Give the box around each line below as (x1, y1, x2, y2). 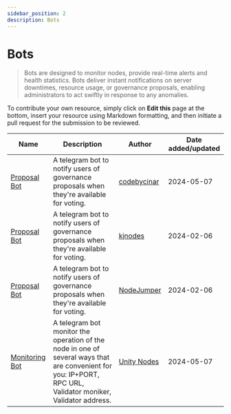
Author (128, 139, 152, 149)
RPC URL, (52, 378, 85, 388)
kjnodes (118, 231, 144, 241)
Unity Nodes (118, 357, 159, 366)
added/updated (168, 144, 221, 154)
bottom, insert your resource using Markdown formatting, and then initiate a (7, 112, 222, 120)
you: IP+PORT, (52, 370, 100, 380)
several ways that (52, 353, 110, 362)
